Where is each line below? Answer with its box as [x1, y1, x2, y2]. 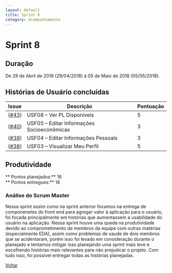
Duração [5, 59, 33, 68]
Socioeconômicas [27, 126, 70, 133]
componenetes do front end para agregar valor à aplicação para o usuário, [5, 209, 163, 215]
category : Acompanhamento [5, 17, 60, 22]
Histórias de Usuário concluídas [5, 87, 110, 96]
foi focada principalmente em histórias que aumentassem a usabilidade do [5, 214, 163, 220]
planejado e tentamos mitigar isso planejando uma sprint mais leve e [5, 241, 150, 248]
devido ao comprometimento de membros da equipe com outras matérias [5, 225, 161, 232]
